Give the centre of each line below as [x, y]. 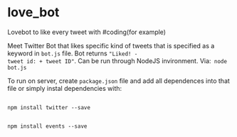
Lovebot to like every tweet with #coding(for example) [86, 32]
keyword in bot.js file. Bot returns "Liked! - [73, 53]
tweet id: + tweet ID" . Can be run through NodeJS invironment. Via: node [117, 60]
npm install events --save [47, 126]
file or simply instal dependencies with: [65, 88]
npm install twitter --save [49, 107]
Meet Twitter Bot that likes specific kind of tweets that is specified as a [111, 45]
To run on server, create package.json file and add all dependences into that [118, 81]
